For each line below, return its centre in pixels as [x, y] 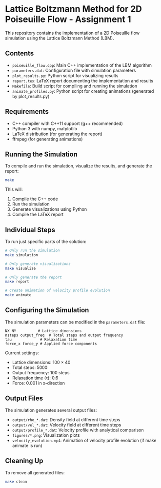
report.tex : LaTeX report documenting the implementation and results [83, 81]
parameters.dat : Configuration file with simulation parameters [74, 70]
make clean [16, 482]
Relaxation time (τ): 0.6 [35, 378]
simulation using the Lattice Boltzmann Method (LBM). [60, 38]
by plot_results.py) [31, 96]
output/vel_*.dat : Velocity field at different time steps [67, 425]
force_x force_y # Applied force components [51, 344]
